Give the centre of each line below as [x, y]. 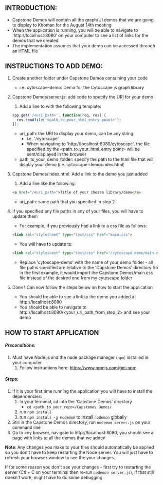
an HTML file [25, 51]
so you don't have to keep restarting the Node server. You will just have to [79, 452]
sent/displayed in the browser [56, 154]
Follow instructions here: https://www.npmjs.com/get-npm [78, 368]
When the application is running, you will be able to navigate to [75, 30]
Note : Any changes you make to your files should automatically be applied [80, 447]
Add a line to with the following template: [60, 106]
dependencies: [27, 396]
